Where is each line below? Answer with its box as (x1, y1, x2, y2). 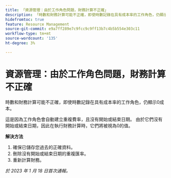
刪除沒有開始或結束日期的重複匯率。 (12, 151, 89, 157)
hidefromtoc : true (5, 17, 44, 22)
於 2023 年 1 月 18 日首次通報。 (5, 167, 71, 173)
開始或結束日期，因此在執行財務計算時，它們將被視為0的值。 (5, 123, 133, 129)
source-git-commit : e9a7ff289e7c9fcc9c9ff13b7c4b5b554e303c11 (5, 26, 140, 32)
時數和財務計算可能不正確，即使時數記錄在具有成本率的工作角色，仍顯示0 (5, 99, 160, 105)
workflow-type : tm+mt (5, 31, 51, 36)
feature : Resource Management (5, 21, 70, 27)
